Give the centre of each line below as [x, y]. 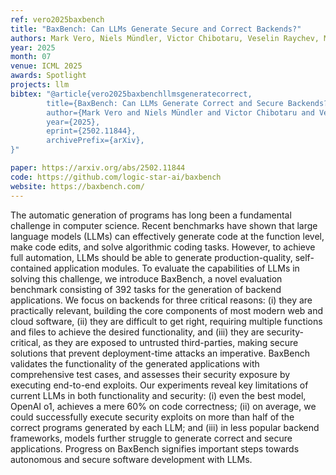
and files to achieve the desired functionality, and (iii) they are [137, 332]
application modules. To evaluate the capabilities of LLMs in [176, 268]
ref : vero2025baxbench [57, 19]
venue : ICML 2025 [46, 66]
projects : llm [40, 85]
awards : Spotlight [48, 76]
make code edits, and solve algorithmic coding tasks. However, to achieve [163, 247]
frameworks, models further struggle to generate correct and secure [151, 438]
